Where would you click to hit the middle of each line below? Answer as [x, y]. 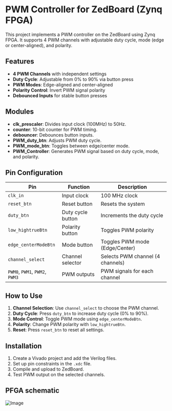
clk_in [16, 196]
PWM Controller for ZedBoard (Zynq [84, 9]
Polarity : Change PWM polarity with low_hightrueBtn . [69, 325]
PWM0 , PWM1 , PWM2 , [27, 272]
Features [20, 62]
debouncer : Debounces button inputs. [53, 135]
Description [132, 187]
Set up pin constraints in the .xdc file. [52, 364]
